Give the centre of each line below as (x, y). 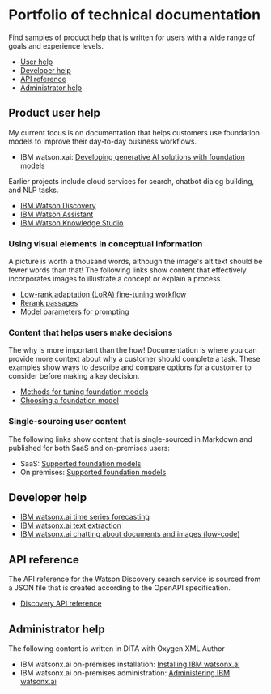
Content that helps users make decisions (91, 332)
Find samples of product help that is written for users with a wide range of (132, 37)
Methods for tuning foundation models (84, 392)
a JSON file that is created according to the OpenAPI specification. (119, 588)
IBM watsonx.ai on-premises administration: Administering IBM (125, 673)
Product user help (55, 113)
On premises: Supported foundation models (93, 472)
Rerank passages (49, 303)
